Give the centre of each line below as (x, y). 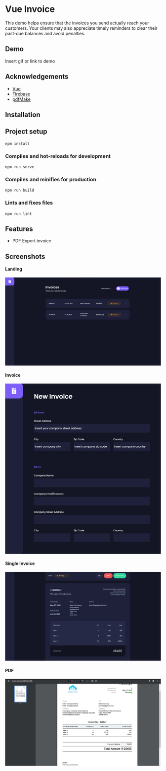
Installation (23, 114)
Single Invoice (20, 563)
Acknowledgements (37, 77)
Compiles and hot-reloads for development (58, 156)
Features (19, 229)
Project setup (26, 132)
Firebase (21, 94)
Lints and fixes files (29, 203)
